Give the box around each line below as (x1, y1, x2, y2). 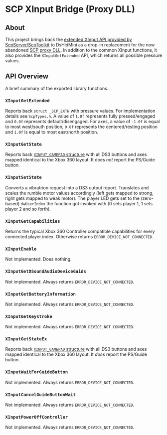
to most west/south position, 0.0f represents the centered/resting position (5, 124, 158, 130)
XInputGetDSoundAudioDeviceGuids (5, 269, 86, 275)
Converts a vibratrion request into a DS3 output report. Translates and (5, 184, 149, 190)
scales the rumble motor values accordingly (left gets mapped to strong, (5, 190, 154, 196)
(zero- (140, 195, 154, 201)
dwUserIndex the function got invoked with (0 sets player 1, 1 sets (20, 200, 153, 206)
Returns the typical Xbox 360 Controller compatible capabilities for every (5, 228, 156, 234)
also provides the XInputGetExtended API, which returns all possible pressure (5, 52, 163, 58)
